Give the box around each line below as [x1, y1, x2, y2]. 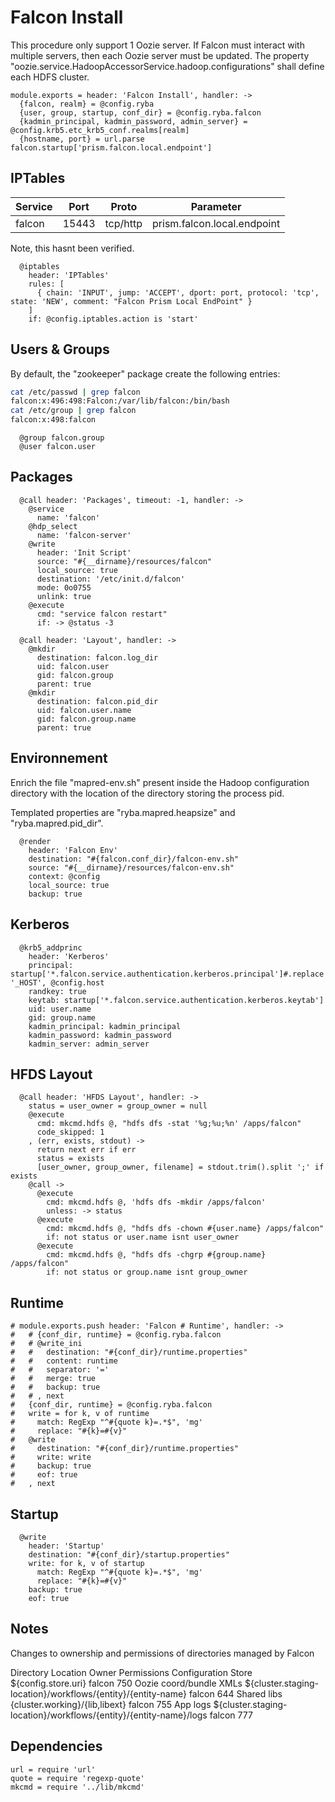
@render [19, 836, 52, 846]
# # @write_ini [10, 1339, 83, 1349]
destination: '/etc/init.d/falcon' [36, 574, 186, 584]
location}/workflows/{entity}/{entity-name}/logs [10, 1709, 208, 1721]
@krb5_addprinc [19, 942, 83, 953]
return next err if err [36, 1145, 137, 1155]
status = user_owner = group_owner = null [28, 1101, 208, 1111]
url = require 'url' [10, 1764, 97, 1775]
